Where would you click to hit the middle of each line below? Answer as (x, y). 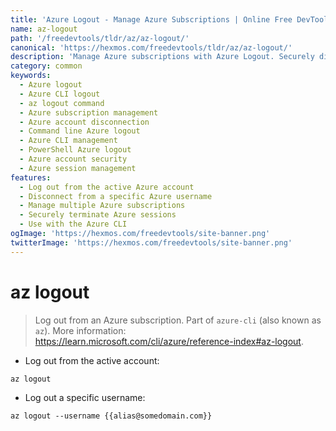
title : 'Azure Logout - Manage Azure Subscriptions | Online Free (151, 19)
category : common (46, 66)
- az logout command (62, 103)
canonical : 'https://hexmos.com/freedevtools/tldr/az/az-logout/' (151, 47)
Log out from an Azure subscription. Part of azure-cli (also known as (178, 320)
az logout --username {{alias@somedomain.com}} (111, 416)
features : (31, 177)
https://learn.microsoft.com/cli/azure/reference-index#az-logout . (169, 341)
